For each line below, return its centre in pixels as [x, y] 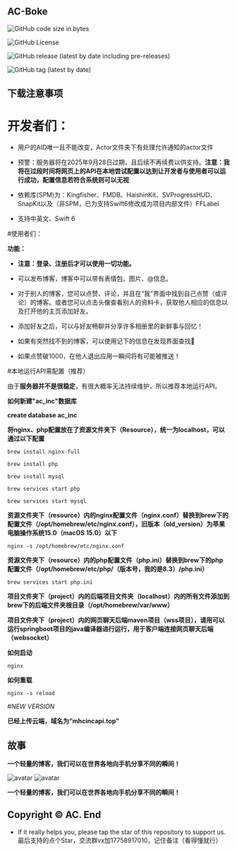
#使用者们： [25, 234]
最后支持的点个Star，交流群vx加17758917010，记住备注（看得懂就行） [120, 840]
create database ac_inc [42, 415]
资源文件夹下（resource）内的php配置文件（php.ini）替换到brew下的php [115, 561]
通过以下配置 [26, 439]
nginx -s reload [31, 694]
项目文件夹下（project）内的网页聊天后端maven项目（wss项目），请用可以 [116, 620]
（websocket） [30, 638]
